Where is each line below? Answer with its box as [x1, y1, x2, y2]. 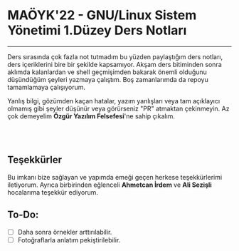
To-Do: [7, 209, 39, 221]
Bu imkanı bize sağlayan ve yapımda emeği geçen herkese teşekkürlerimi [7, 173, 223, 181]
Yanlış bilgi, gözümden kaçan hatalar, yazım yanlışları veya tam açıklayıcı [7, 96, 221, 105]
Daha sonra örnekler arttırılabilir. [17, 227, 112, 236]
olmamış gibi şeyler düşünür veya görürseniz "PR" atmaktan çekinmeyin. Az [7, 104, 230, 113]
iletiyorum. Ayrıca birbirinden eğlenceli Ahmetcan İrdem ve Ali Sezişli [7, 180, 212, 189]
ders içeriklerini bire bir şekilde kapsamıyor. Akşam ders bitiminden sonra [7, 60, 222, 68]
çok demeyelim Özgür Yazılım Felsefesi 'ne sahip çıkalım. [7, 111, 176, 121]
